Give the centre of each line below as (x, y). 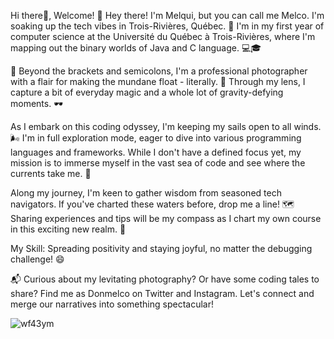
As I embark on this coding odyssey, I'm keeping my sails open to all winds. (166, 126)
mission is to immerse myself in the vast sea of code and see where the (158, 163)
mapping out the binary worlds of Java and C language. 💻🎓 (136, 48)
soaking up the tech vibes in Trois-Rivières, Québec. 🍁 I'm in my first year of (167, 26)
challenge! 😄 (37, 259)
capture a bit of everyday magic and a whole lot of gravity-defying (147, 92)
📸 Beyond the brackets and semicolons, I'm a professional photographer (159, 71)
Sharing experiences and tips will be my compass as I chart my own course (166, 218)
